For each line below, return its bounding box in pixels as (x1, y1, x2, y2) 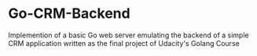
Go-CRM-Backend (8, 5, 131, 23)
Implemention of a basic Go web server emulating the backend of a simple (8, 30, 249, 40)
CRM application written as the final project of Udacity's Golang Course (8, 38, 240, 47)
